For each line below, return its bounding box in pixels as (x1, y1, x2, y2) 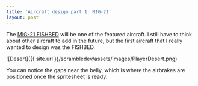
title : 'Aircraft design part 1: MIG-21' (6, 8, 112, 15)
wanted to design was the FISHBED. (6, 43, 95, 51)
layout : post (6, 14, 39, 20)
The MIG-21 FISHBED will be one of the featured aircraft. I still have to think (6, 30, 193, 38)
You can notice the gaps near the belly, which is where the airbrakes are (6, 66, 185, 73)
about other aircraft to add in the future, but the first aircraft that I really (6, 37, 183, 44)
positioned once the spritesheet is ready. (6, 73, 108, 80)
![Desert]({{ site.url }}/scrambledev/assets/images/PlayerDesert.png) (6, 55, 178, 62)
